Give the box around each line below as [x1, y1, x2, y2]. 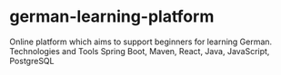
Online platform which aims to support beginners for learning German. [9, 36, 273, 47]
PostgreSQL [9, 55, 55, 66]
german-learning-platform [9, 6, 215, 27]
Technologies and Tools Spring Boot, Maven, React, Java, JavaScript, [9, 45, 270, 56]
